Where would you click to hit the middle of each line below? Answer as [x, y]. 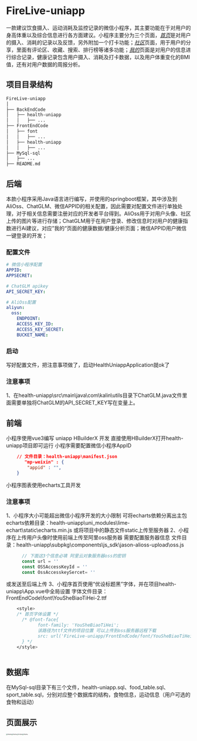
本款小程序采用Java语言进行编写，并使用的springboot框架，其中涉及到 [92, 199]
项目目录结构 [29, 85]
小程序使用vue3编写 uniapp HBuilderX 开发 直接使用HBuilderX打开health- [95, 439]
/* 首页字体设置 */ [38, 614]
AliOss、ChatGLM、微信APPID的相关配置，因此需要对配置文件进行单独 [92, 206]
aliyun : [16, 308]
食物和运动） [21, 702]
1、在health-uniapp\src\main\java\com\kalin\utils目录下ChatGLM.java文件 [94, 395]
